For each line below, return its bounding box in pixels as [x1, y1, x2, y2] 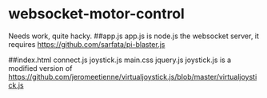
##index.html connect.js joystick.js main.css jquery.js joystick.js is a [8, 55, 232, 65]
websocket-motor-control [8, 5, 185, 23]
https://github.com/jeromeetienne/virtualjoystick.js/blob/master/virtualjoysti [8, 72, 257, 81]
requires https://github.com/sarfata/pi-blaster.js [8, 39, 165, 49]
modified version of [8, 63, 73, 73]
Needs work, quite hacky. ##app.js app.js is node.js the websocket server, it [8, 31, 260, 41]
